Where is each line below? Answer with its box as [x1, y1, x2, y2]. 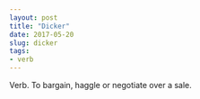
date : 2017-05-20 [9, 30, 74, 39]
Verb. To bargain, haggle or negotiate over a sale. [9, 80, 193, 90]
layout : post [9, 13, 58, 22]
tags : [9, 47, 30, 56]
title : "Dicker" [9, 22, 70, 31]
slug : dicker [9, 38, 58, 48]
